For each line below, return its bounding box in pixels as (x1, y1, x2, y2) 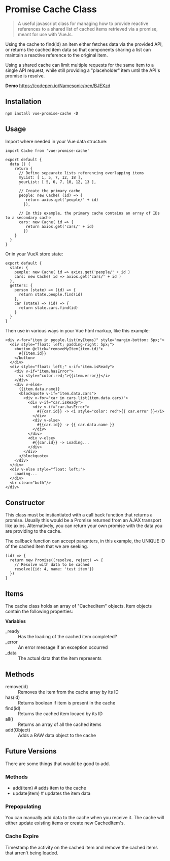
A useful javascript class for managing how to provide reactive (17, 20, 149, 27)
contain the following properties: (5, 608, 74, 615)
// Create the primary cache (18, 188, 81, 193)
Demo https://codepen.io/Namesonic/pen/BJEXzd (5, 83, 111, 89)
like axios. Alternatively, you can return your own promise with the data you (5, 523, 163, 529)
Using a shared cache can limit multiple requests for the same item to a (5, 62, 154, 68)
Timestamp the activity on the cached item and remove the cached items (5, 844, 158, 850)
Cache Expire (5, 832, 39, 840)
